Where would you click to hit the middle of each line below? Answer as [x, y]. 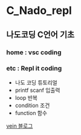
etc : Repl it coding [34, 69]
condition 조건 [32, 105]
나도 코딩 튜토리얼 [36, 82]
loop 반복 [26, 97]
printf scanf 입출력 [37, 90]
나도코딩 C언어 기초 [40, 34]
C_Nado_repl [39, 11]
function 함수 [31, 112]
